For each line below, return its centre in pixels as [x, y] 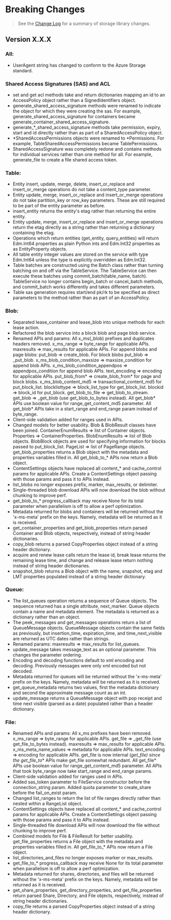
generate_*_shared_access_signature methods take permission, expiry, [87, 127]
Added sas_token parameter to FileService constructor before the [81, 782]
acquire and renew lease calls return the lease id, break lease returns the [89, 555]
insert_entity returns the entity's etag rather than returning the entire [84, 211]
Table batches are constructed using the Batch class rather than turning [88, 265]
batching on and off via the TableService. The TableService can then [84, 270]
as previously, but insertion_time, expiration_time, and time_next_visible [87, 633]
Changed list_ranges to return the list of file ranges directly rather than [87, 798]
